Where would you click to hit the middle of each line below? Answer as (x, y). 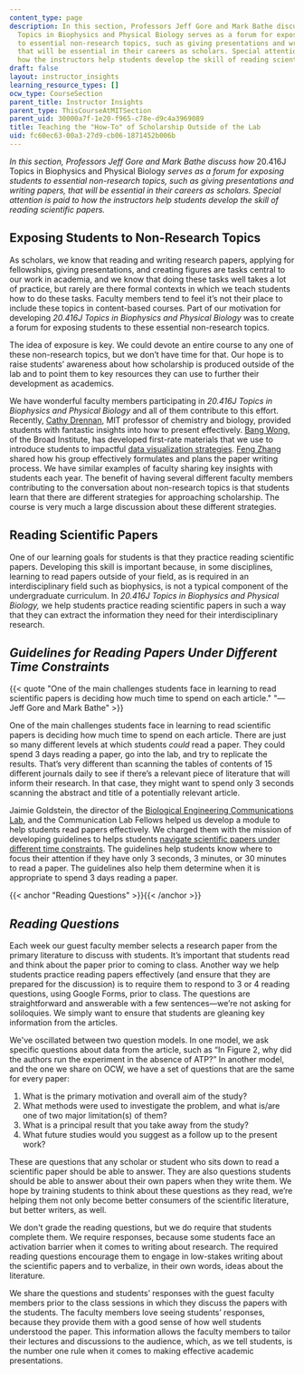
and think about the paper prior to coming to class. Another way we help (144, 965)
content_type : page (46, 18)
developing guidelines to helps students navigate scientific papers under (145, 840)
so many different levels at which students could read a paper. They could (147, 745)
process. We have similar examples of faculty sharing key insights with (141, 468)
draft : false (34, 69)
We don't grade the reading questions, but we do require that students (141, 1227)
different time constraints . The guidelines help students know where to (141, 849)
